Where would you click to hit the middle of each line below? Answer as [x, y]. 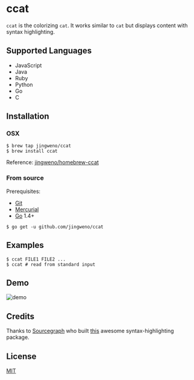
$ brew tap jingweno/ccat [39, 146]
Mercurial [27, 209]
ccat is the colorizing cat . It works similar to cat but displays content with [97, 25]
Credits [20, 316]
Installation [28, 116]
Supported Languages [49, 51]
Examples [25, 245]
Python [24, 84]
